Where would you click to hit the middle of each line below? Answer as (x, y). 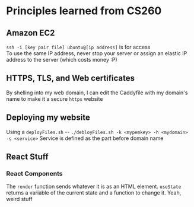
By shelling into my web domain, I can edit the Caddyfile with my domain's (97, 93)
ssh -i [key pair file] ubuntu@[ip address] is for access (78, 47)
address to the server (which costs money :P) (62, 60)
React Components (34, 173)
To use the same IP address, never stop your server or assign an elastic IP (97, 53)
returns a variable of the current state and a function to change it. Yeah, (94, 193)
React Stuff (27, 157)
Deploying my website (48, 118)
